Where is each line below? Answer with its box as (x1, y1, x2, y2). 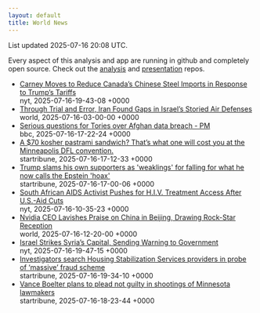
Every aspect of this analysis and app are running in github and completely (8, 56, 249, 65)
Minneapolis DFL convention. (19, 146, 114, 155)
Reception (19, 220, 53, 230)
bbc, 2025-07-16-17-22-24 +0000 (19, 129, 131, 138)
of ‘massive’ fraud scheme (19, 262, 106, 271)
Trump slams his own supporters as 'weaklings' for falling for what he (19, 162, 244, 172)
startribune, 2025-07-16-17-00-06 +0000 (19, 179, 155, 188)
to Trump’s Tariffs (19, 87, 77, 96)
